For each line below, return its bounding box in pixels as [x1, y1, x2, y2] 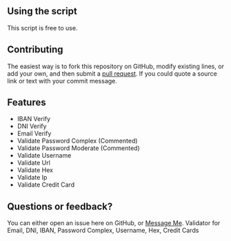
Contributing [7, 44, 63, 56]
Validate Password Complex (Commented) [17, 137, 138, 145]
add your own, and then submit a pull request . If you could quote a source [7, 69, 217, 78]
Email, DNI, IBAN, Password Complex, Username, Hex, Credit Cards [7, 227, 199, 235]
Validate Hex [17, 166, 54, 174]
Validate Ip [17, 174, 48, 182]
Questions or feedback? [7, 200, 113, 212]
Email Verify [17, 129, 52, 138]
